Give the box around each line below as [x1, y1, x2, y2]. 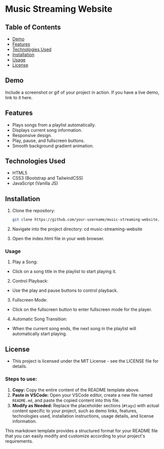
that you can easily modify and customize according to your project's [5, 433, 145, 439]
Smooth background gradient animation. [12, 142, 94, 148]
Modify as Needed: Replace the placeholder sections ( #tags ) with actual [12, 402, 160, 408]
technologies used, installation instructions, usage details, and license [12, 413, 154, 419]
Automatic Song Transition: [12, 316, 67, 322]
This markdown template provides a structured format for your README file [5, 427, 158, 433]
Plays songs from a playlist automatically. [12, 122, 96, 128]
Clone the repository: [12, 208, 55, 214]
